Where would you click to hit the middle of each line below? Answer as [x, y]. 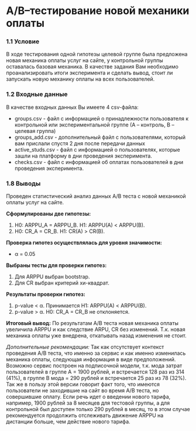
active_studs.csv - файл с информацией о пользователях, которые [97, 149]
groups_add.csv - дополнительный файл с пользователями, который [100, 137]
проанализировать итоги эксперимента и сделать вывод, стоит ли [90, 73]
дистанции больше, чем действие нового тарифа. [68, 422]
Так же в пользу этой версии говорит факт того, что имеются [83, 384]
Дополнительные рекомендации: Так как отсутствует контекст [85, 347]
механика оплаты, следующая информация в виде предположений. [91, 360]
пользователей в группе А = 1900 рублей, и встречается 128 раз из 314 [95, 372]
